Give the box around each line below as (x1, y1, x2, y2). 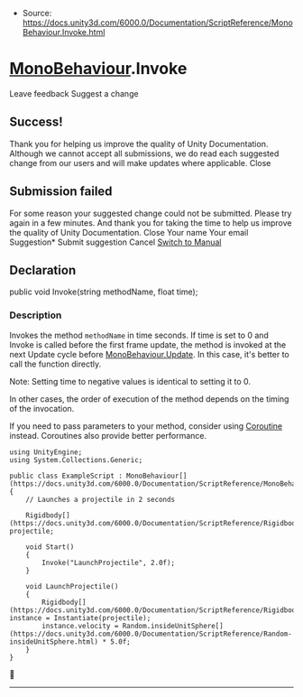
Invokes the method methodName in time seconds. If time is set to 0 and (9, 330, 269, 340)
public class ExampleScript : (9, 471, 124, 480)
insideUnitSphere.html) (9, 637, 99, 646)
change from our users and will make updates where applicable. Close (9, 157, 271, 168)
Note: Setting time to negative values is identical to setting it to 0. (9, 376, 251, 386)
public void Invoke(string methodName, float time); (9, 286, 198, 297)
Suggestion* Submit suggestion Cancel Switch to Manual (9, 237, 222, 247)
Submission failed (9, 184, 113, 200)
